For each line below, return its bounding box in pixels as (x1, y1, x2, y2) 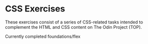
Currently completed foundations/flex (5, 33, 81, 39)
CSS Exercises (5, 3, 65, 14)
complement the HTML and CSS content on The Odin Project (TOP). (5, 24, 142, 30)
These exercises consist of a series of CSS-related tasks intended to (5, 19, 143, 25)
